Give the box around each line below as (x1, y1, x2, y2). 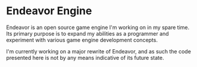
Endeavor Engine (6, 4, 92, 18)
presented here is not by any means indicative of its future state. (6, 54, 165, 61)
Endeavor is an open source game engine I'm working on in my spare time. (6, 24, 190, 31)
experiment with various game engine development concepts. (6, 36, 158, 43)
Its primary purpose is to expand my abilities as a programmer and (6, 30, 169, 37)
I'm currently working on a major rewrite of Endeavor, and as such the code (6, 47, 192, 55)
